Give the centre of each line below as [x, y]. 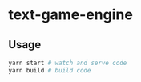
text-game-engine [71, 15]
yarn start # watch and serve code [68, 63]
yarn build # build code [50, 70]
